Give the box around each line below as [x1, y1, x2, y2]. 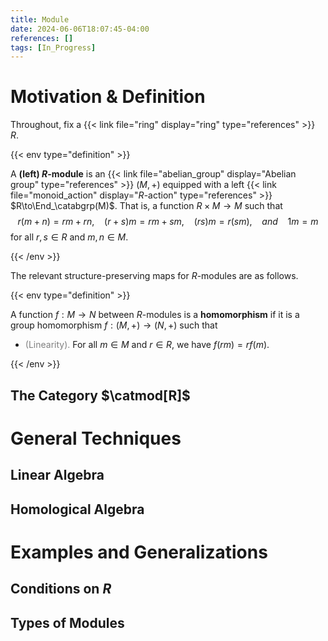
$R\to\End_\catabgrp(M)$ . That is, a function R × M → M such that [10, 200, 283, 212]
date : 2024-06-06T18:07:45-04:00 [10, 24, 150, 34]
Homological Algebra [10, 501, 145, 518]
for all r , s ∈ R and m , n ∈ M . [10, 231, 129, 243]
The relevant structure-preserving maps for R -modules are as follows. [10, 270, 299, 282]
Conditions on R [10, 581, 112, 598]
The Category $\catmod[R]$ [10, 387, 191, 404]
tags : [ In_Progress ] [10, 42, 97, 53]
